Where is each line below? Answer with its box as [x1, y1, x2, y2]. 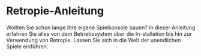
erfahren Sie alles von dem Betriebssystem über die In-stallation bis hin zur [6, 30, 192, 37]
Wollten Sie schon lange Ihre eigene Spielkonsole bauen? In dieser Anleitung [6, 24, 196, 31]
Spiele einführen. [6, 43, 49, 50]
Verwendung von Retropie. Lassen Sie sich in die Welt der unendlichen [6, 36, 181, 43]
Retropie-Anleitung [6, 4, 104, 18]
